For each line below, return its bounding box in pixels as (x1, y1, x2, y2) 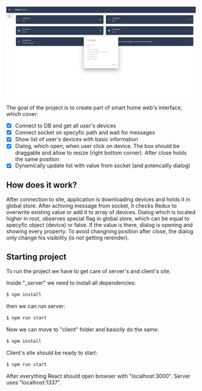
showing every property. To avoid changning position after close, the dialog (6, 228, 194, 235)
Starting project (6, 251, 67, 262)
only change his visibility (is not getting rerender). (6, 234, 129, 241)
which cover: (6, 111, 38, 118)
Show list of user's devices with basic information (14, 136, 138, 143)
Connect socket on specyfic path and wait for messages (14, 129, 155, 136)
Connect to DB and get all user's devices (14, 122, 116, 129)
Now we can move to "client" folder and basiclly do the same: (6, 325, 159, 333)
